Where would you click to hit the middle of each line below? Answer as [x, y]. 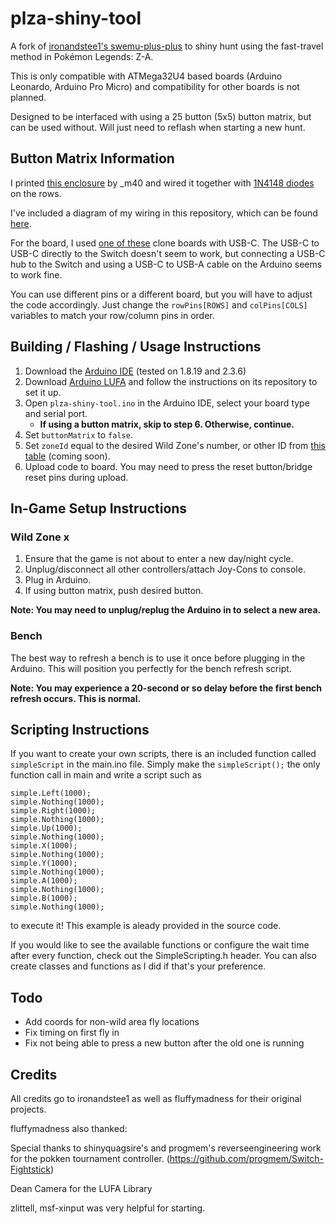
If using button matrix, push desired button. [114, 591]
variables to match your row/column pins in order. [112, 315]
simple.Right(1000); [53, 811]
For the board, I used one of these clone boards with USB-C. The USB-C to [165, 243]
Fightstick [31, 1169]
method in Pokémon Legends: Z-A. [82, 56]
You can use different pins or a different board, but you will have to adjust [161, 294]
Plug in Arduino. [58, 580]
